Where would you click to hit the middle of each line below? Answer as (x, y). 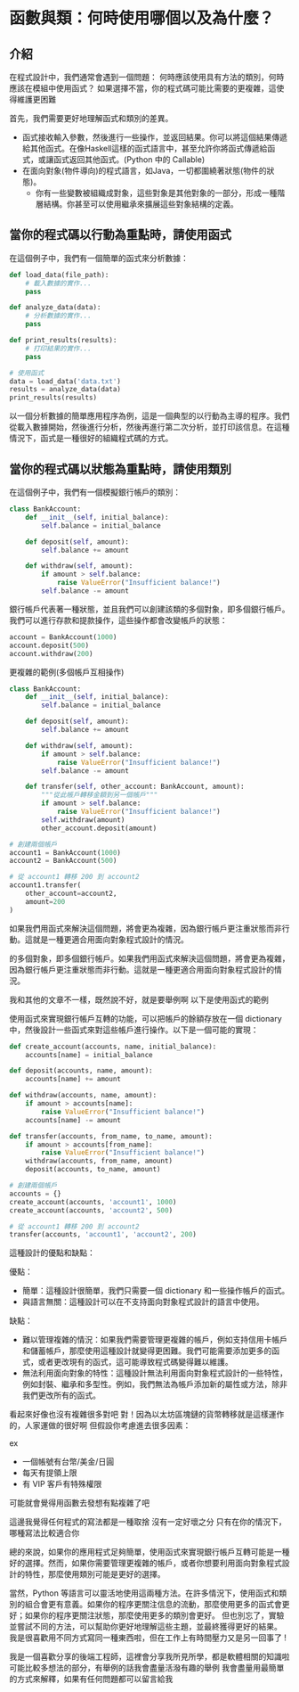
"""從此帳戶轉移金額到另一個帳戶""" (100, 795)
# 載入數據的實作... (58, 283)
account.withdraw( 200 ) (51, 653)
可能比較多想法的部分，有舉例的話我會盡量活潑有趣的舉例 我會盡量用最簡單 (147, 1668)
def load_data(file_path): (59, 275)
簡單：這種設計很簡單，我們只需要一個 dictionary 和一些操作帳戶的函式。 (156, 1291)
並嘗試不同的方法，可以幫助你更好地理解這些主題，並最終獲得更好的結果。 (145, 1627)
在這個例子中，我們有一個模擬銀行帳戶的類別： (95, 492)
